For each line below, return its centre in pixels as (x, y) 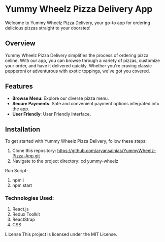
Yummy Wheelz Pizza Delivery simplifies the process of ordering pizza (77, 55)
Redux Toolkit (26, 214)
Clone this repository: (34, 151)
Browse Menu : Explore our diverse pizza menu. (61, 98)
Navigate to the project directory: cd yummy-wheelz (65, 161)
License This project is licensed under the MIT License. (61, 234)
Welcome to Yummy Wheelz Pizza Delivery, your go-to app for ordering (78, 23)
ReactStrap (24, 219)
